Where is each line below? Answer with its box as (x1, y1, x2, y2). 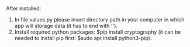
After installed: (6, 5, 42, 12)
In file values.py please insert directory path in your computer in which (14, 16, 185, 23)
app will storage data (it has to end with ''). (14, 23, 118, 29)
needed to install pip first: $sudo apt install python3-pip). (14, 35, 152, 41)
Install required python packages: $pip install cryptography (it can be (14, 28, 181, 35)
